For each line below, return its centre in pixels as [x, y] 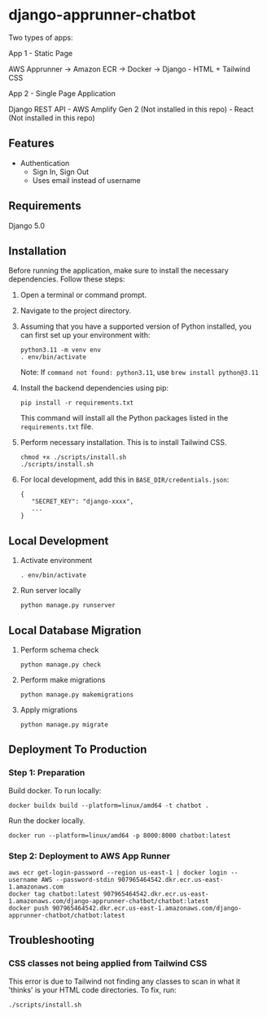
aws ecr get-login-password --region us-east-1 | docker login [118, 872]
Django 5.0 [26, 225]
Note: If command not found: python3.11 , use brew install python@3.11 [139, 373]
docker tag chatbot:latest [54, 894]
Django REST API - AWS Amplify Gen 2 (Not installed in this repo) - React [131, 109]
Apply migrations [49, 710]
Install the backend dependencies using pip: [94, 388]
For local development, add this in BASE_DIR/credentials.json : [125, 480]
